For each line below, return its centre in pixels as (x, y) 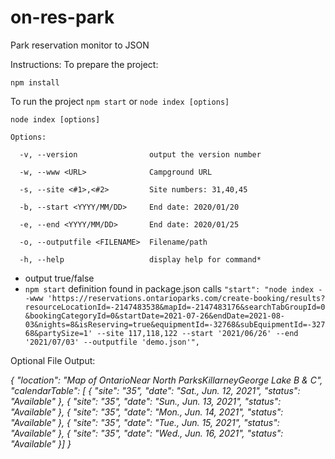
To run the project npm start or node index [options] (120, 101)
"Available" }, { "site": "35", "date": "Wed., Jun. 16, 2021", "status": (147, 433)
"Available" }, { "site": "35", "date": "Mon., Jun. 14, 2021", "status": (147, 412)
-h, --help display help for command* (140, 259)
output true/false (59, 278)
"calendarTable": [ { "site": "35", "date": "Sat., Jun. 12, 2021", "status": (155, 390)
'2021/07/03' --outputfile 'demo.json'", (112, 342)
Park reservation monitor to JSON (80, 45)
